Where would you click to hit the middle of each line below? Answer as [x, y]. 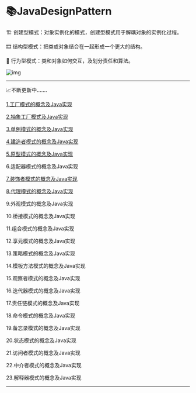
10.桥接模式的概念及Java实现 [41, 216]
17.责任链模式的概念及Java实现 [43, 303]
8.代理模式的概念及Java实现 [40, 191]
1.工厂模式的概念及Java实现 [39, 104]
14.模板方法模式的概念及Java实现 [46, 266]
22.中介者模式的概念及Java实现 [44, 365]
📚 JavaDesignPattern [59, 11]
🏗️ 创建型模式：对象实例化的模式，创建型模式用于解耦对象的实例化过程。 [94, 32]
